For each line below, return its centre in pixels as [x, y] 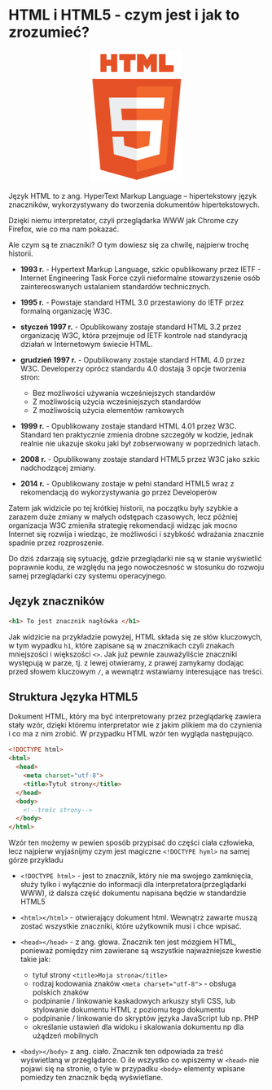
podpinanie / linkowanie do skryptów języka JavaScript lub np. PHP [145, 1018]
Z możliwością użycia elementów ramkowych [108, 410]
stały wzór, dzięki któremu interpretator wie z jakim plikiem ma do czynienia [135, 725]
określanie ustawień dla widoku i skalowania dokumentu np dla [138, 1027]
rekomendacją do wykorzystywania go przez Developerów [118, 492]
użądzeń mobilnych [65, 1035]
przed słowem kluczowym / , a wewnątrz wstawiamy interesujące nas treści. [136, 671]
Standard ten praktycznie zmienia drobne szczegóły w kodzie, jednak [137, 434]
